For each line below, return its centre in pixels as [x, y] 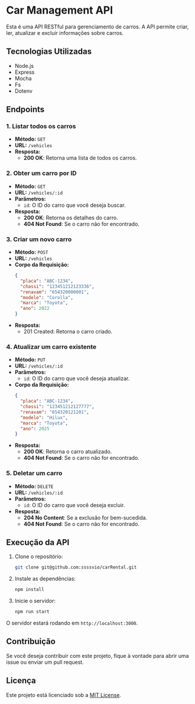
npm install [29, 590]
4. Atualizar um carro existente [51, 346]
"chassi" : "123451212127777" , [57, 407]
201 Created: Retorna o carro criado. [68, 332]
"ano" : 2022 [35, 309]
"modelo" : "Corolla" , [47, 297]
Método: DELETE [34, 486]
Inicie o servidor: [35, 601]
